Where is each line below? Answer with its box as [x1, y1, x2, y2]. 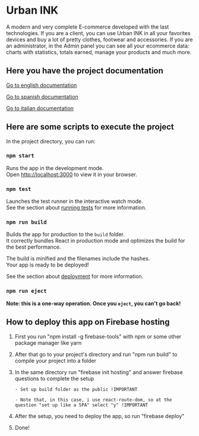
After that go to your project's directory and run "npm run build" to [14, 350, 178, 357]
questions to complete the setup [14, 375, 94, 382]
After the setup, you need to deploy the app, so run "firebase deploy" [14, 412, 185, 419]
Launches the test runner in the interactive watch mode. [6, 197, 144, 205]
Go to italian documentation [6, 105, 74, 112]
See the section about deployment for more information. [6, 273, 144, 280]
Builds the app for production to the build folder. [6, 231, 125, 238]
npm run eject [6, 288, 47, 294]
